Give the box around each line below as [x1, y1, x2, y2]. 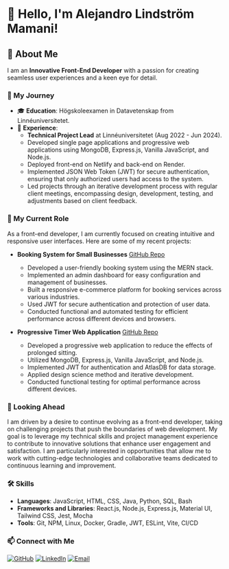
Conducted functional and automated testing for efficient [27, 307, 189, 315]
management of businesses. [27, 278, 108, 286]
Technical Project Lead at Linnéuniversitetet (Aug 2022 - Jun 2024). [27, 131, 222, 139]
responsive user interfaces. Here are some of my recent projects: [7, 237, 192, 245]
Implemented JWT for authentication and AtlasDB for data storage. [27, 363, 216, 371]
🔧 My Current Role [7, 214, 69, 224]
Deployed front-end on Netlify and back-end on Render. [27, 161, 186, 169]
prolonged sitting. [27, 348, 77, 356]
